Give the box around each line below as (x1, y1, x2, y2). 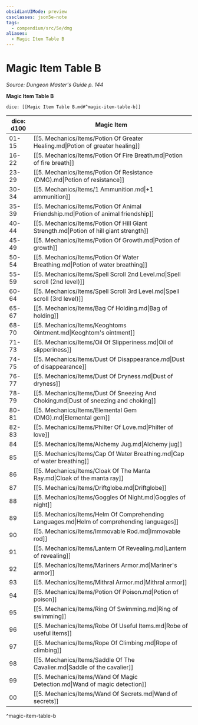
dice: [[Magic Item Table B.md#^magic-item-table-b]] (6, 104, 141, 110)
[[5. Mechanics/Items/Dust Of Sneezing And (33, 389, 157, 397)
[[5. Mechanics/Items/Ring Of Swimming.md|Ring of (33, 604, 179, 613)
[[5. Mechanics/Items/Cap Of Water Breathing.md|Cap (33, 450, 184, 458)
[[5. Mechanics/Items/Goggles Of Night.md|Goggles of (33, 493, 186, 501)
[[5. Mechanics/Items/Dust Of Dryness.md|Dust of (33, 372, 173, 380)
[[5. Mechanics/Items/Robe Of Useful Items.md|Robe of (33, 622, 189, 630)
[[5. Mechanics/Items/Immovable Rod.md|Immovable (33, 527, 181, 535)
